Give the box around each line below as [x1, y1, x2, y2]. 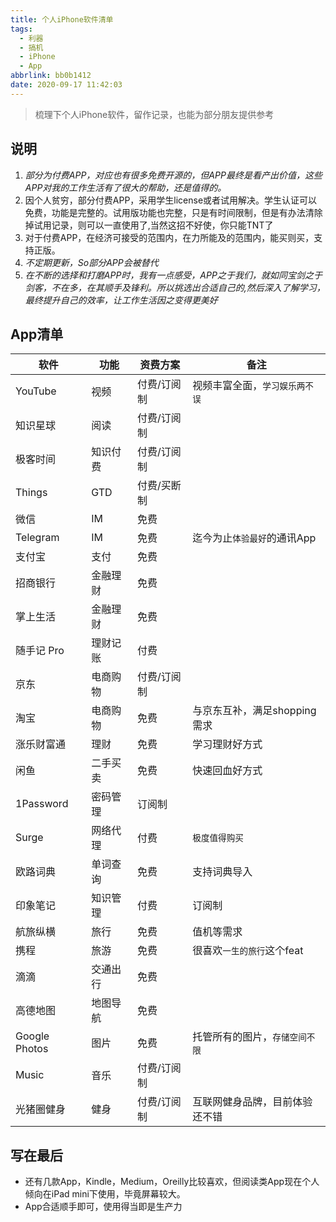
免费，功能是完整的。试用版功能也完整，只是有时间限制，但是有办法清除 [24, 206, 323, 218]
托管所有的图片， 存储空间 [192, 1030, 307, 1044]
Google [15, 1029, 50, 1043]
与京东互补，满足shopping [192, 704, 317, 718]
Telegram [15, 531, 60, 545]
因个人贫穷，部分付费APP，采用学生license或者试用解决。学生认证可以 [24, 194, 318, 206]
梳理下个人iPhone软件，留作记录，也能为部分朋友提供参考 [34, 108, 275, 120]
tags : [10, 24, 33, 34]
